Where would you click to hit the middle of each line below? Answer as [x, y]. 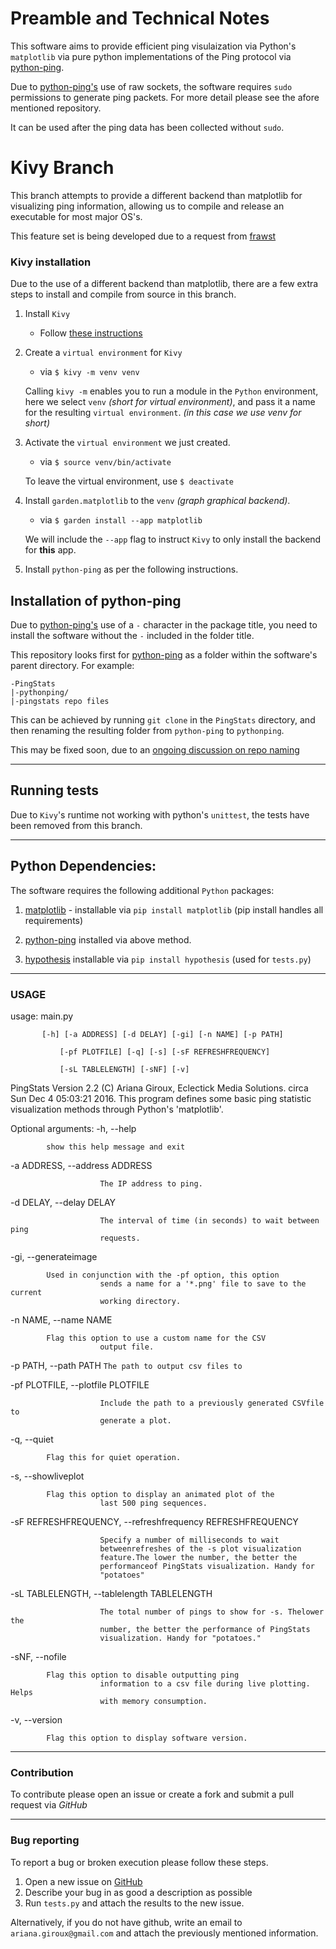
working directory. [140, 1301]
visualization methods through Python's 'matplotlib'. [117, 1109]
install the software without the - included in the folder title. [132, 635]
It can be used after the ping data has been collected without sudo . [147, 127]
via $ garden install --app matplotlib [121, 520]
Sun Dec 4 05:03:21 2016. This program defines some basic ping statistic [161, 1098]
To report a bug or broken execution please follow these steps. [139, 1862]
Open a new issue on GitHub [83, 1881]
